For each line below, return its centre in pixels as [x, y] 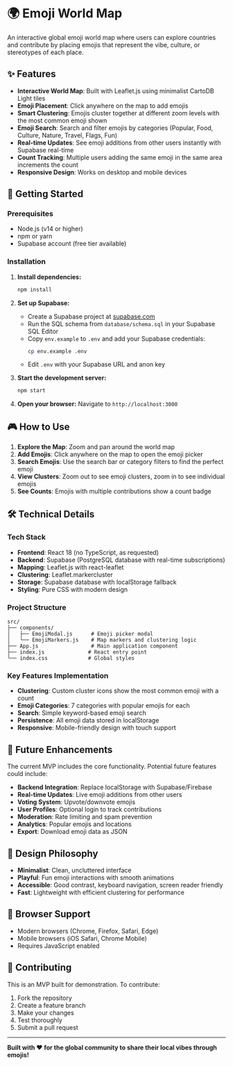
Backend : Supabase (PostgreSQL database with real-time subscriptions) [121, 560]
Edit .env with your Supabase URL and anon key [96, 364]
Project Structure [37, 607]
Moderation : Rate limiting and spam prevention [85, 817]
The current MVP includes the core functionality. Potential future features [112, 766]
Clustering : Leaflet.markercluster [65, 574]
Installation [27, 261]
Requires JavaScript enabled [58, 946]
